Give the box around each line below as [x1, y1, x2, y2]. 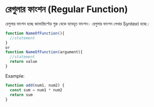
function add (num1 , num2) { [5, 83, 65, 88]
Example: [5, 73, 25, 79]
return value [10, 59, 38, 64]
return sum [10, 92, 33, 97]
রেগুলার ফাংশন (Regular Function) [5, 4, 128, 15]
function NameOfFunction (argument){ [5, 50, 83, 55]
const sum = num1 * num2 [10, 87, 63, 92]
